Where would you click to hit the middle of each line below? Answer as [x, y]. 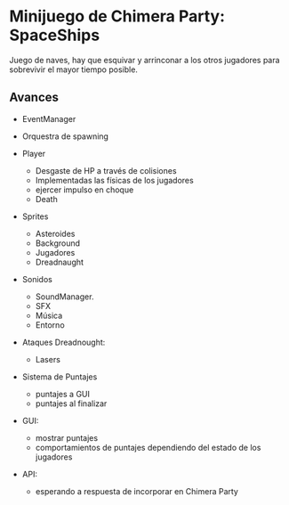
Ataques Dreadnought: [64, 342]
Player [34, 153]
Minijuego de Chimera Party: [117, 16]
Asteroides [55, 233]
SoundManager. [64, 297]
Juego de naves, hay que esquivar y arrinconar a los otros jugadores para [144, 60]
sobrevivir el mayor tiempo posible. [73, 69]
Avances [34, 98]
